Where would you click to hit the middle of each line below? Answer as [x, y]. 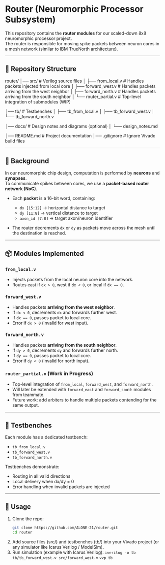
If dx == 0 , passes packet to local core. [52, 317]
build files [15, 141]
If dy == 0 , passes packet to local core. [52, 355]
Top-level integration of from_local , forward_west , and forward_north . [82, 384]
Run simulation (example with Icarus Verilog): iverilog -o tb [74, 552]
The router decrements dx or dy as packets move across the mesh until [84, 228]
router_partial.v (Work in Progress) [49, 373]
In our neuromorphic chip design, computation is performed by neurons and [82, 173]
